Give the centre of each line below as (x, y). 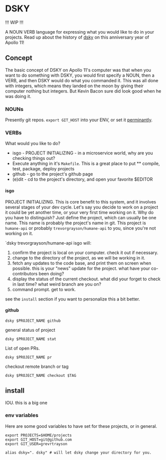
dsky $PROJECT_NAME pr (28, 357)
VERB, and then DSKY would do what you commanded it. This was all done (82, 80)
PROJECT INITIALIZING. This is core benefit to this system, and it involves (81, 202)
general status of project (30, 330)
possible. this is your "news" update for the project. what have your (81, 268)
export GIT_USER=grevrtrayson (36, 444)
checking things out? (34, 158)
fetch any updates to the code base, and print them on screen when (82, 263)
